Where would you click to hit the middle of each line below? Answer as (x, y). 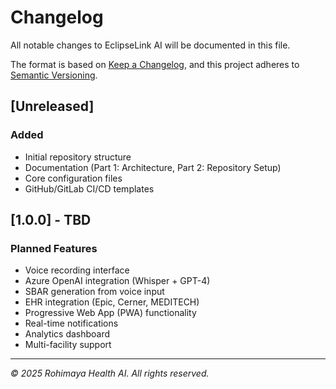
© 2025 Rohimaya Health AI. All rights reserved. (110, 373)
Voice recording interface (77, 270)
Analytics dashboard (67, 334)
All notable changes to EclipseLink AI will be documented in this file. (150, 45)
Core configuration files (73, 178)
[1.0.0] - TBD (51, 220)
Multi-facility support (68, 345)
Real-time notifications (71, 323)
